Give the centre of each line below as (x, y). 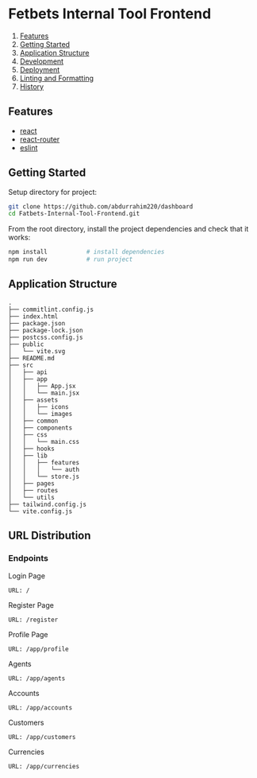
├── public (26, 344)
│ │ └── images (40, 414)
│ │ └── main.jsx (44, 393)
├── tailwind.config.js (48, 504)
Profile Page (28, 634)
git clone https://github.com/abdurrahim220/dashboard (101, 206)
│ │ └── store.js (44, 477)
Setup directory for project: (53, 192)
